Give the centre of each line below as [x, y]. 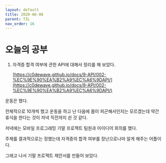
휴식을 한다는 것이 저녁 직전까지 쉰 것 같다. [46, 118]
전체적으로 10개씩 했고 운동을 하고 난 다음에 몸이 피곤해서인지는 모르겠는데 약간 [82, 111]
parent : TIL [17, 19]
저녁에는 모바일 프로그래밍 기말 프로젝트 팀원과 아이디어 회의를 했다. [71, 128]
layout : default [22, 10]
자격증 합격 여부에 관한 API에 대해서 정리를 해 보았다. [64, 65]
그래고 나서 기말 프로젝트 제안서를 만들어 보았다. [52, 156]
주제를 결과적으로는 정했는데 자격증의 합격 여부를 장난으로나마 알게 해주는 [77, 139]
